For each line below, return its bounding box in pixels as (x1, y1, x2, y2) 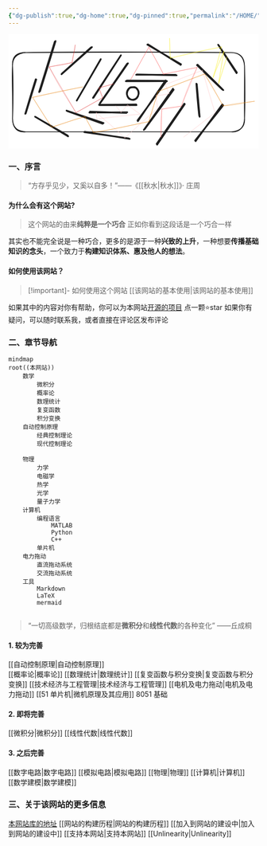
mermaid (37, 598, 62, 606)
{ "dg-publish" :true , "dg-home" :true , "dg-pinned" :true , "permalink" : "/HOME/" (8, 11, 261, 20)
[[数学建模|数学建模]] (8, 777, 77, 787)
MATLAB (50, 521, 73, 530)
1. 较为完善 (8, 640, 44, 650)
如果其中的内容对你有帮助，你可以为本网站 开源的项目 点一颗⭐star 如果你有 (8, 302, 253, 311)
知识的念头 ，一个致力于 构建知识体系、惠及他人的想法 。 (8, 246, 189, 256)
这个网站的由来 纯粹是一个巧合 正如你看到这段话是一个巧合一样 (27, 220, 232, 229)
